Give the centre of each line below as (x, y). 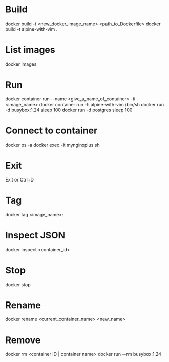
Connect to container (51, 130)
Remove (23, 340)
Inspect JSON (35, 235)
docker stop (18, 284)
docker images (21, 64)
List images (30, 50)
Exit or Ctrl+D (20, 179)
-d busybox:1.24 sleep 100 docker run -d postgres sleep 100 (69, 110)
